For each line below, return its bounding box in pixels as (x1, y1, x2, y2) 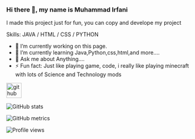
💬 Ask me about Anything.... (15, 56, 85, 63)
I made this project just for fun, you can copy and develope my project (6, 19, 182, 27)
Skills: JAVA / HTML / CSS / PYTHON (6, 31, 99, 38)
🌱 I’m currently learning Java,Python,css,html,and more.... (15, 49, 160, 56)
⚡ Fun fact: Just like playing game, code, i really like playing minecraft (15, 62, 190, 69)
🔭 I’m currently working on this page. (15, 42, 107, 50)
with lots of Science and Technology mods (15, 71, 122, 78)
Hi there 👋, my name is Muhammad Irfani (6, 5, 128, 14)
